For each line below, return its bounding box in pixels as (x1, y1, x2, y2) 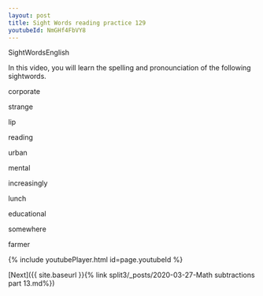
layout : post (8, 11, 51, 20)
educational (8, 209, 46, 219)
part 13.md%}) (8, 279, 55, 288)
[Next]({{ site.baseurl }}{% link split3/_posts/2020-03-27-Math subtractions (8, 270, 255, 280)
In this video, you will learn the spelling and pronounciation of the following (8, 63, 251, 73)
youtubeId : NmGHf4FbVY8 (8, 26, 87, 34)
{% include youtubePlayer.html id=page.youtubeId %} (8, 255, 183, 264)
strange (8, 102, 34, 111)
